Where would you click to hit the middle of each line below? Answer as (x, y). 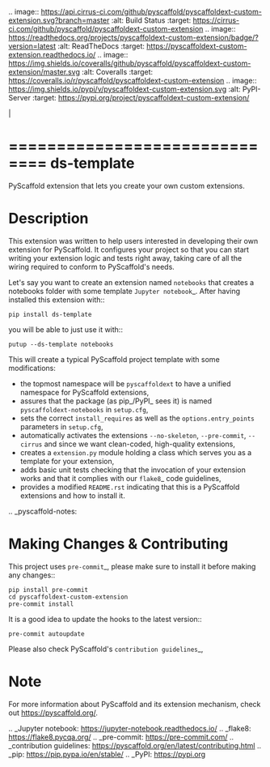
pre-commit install (41, 604)
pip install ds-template (50, 314)
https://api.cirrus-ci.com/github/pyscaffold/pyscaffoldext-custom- (152, 12)
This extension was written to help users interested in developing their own (133, 241)
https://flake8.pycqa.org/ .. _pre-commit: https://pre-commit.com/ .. (121, 737)
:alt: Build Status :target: (151, 20)
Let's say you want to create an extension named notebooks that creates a (131, 282)
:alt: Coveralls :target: (118, 72)
